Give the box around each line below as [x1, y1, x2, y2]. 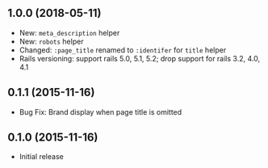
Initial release [19, 152, 64, 162]
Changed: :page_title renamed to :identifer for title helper [19, 44, 227, 55]
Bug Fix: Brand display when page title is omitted [19, 107, 182, 116]
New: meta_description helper [19, 27, 120, 37]
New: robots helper [19, 36, 84, 46]
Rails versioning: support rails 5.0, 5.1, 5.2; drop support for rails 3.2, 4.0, [19, 53, 260, 63]
